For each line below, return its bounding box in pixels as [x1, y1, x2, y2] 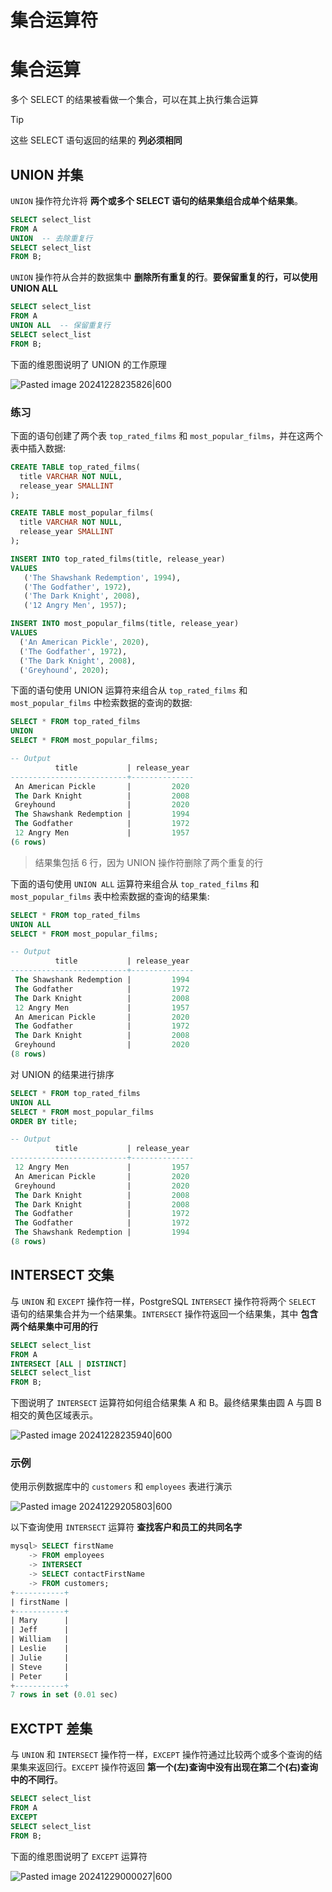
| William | [10, 1634, 70, 1645]
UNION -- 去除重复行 [10, 233, 93, 243]
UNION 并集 [10, 166, 84, 183]
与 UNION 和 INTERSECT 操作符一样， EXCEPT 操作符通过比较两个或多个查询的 [10, 1749, 314, 1761]
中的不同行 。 [10, 1774, 63, 1786]
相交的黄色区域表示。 [10, 1409, 98, 1421]
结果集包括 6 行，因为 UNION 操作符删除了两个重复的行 [34, 856, 264, 868]
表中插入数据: [10, 442, 67, 454]
